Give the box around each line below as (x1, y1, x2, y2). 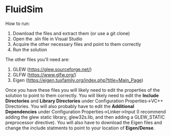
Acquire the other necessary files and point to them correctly (12, 41, 141, 47)
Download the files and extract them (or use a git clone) (12, 30, 130, 36)
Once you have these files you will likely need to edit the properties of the (5, 87, 160, 93)
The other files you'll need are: (5, 56, 70, 62)
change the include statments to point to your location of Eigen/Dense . (5, 125, 155, 131)
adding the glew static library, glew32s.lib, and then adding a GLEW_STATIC (5, 114, 165, 120)
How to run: (5, 20, 30, 26)
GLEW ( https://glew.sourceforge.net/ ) (12, 66, 92, 72)
